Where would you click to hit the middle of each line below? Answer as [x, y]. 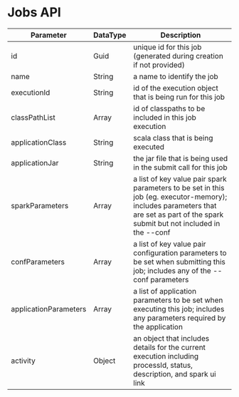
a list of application [165, 291]
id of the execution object [176, 88]
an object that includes [171, 338]
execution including [166, 356]
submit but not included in [177, 223]
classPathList [33, 117]
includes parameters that [175, 205]
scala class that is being [173, 138]
